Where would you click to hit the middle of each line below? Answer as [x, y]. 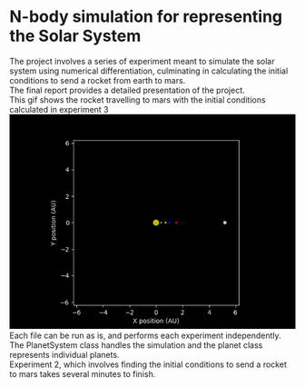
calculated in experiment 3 [59, 109]
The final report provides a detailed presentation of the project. [127, 90]
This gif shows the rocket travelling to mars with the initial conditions [138, 99]
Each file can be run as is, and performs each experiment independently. [145, 335]
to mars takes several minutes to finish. [83, 373]
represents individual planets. [64, 354]
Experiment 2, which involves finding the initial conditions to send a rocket [148, 364]
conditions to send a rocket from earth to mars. [98, 80]
